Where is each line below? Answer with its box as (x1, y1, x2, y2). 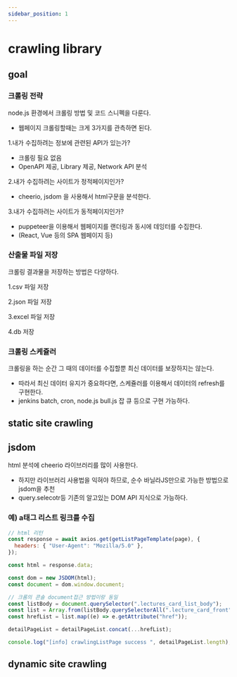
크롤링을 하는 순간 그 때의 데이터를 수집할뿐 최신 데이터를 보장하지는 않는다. (8, 364, 214, 373)
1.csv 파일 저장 (8, 282, 49, 291)
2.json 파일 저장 (8, 297, 52, 306)
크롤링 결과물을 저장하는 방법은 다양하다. (8, 267, 119, 275)
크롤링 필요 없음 (18, 153, 62, 162)
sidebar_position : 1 (8, 10, 69, 18)
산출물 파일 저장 (8, 250, 58, 260)
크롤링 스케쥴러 (8, 347, 57, 356)
